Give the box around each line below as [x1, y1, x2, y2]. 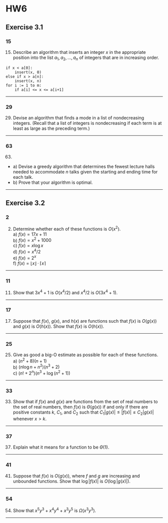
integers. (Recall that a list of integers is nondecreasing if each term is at [12, 120, 162, 126]
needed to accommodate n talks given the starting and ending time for [12, 169, 158, 175]
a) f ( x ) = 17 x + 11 [12, 231, 47, 237]
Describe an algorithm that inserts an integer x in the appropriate [12, 49, 146, 55]
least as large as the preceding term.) [12, 125, 90, 131]
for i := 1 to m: [5, 83, 42, 88]
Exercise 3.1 [5, 23, 43, 31]
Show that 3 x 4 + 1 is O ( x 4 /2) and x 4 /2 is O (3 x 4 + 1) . [12, 288, 118, 295]
